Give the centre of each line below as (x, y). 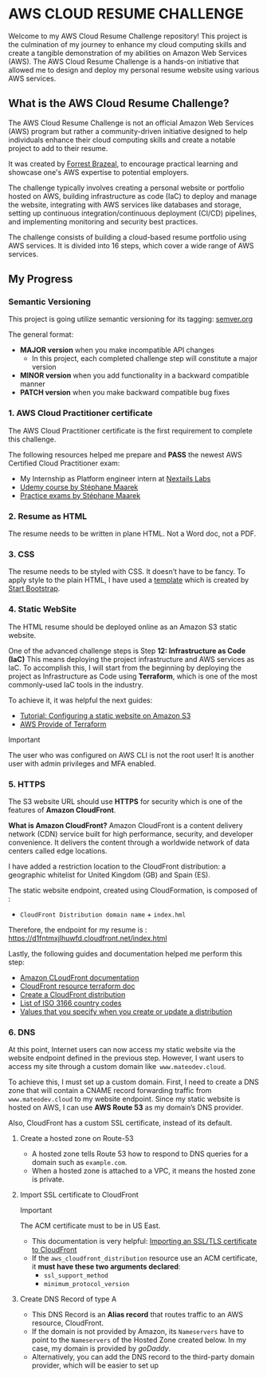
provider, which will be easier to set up (95, 1365)
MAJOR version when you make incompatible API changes (117, 350)
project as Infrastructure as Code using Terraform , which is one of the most (133, 676)
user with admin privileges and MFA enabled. (82, 763)
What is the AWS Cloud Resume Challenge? (119, 103)
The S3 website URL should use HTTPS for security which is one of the (126, 801)
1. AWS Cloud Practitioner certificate (80, 414)
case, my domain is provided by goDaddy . (101, 1348)
